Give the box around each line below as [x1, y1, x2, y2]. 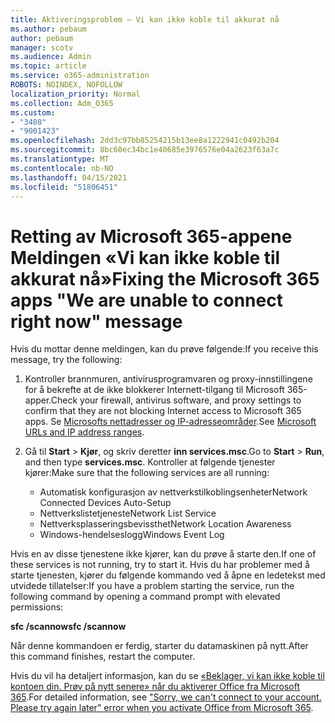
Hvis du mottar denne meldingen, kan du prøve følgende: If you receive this [10, 343, 319, 355]
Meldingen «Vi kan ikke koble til [10, 246, 281, 269]
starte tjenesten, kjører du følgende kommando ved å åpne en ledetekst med [10, 569, 326, 581]
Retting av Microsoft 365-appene [10, 225, 293, 248]
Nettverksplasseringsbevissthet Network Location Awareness [39, 518, 292, 530]
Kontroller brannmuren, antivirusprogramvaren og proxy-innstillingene [24, 373, 313, 385]
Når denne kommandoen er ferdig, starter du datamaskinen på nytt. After [10, 640, 309, 652]
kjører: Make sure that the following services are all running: [24, 467, 270, 479]
